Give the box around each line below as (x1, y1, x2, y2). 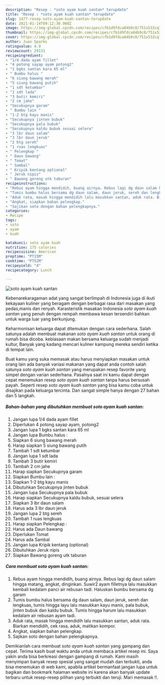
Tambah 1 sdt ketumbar (12, 447, 60, 453)
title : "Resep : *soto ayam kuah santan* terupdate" (5, 12, 116, 17)
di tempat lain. (5, 346, 34, 352)
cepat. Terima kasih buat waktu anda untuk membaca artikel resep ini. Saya (5, 648, 158, 654)
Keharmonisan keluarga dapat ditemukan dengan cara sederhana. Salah (5, 325, 151, 331)
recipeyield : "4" (5, 263, 41, 268)
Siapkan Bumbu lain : (12, 473, 55, 480)
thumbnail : (5, 30, 28, 35)
